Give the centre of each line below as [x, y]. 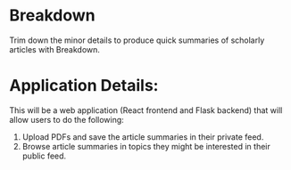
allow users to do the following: [67, 119]
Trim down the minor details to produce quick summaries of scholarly [137, 40]
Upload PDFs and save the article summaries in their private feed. [143, 137]
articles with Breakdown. [55, 49]
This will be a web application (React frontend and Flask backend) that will [146, 110]
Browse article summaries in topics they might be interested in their [146, 146]
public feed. [44, 156]
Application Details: [84, 86]
